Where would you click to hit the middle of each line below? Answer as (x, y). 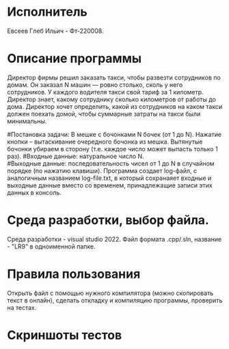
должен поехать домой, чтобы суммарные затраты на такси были (104, 114)
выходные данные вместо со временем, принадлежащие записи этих (110, 185)
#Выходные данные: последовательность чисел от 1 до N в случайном (111, 163)
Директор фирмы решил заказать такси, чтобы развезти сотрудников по (114, 77)
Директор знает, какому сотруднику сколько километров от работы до (112, 99)
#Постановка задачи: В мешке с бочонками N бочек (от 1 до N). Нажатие (114, 134)
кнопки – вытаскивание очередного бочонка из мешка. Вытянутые (105, 142)
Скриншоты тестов (65, 335)
